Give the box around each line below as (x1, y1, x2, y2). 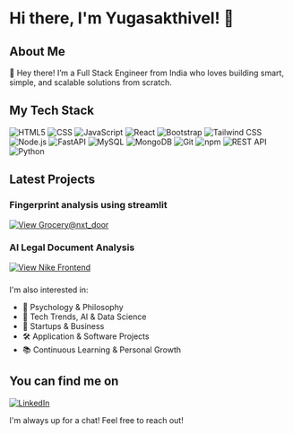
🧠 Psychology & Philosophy (22, 301, 124, 312)
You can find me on (9, 374, 119, 389)
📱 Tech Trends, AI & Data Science (22, 311, 147, 322)
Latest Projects (9, 172, 96, 187)
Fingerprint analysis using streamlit (9, 199, 168, 212)
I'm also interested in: (9, 284, 89, 295)
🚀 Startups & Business (22, 320, 105, 331)
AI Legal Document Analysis (9, 241, 135, 254)
